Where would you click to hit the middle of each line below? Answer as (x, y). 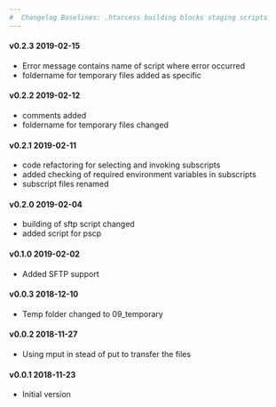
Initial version (46, 395)
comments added (54, 116)
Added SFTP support (60, 273)
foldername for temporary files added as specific (112, 75)
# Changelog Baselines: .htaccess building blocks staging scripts (138, 17)
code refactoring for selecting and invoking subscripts (121, 165)
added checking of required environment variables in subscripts (139, 175)
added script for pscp (62, 233)
